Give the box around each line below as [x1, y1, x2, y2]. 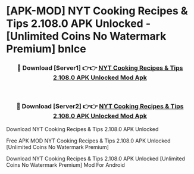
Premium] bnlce [6, 42, 86, 56]
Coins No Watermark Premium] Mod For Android [6, 161, 125, 168]
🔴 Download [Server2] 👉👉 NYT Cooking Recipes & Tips [16, 102, 184, 111]
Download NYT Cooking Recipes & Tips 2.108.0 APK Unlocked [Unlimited [6, 155, 186, 162]
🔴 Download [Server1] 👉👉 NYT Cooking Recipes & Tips [17, 64, 183, 72]
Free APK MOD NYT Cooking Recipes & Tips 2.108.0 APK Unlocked [6, 137, 171, 144]
